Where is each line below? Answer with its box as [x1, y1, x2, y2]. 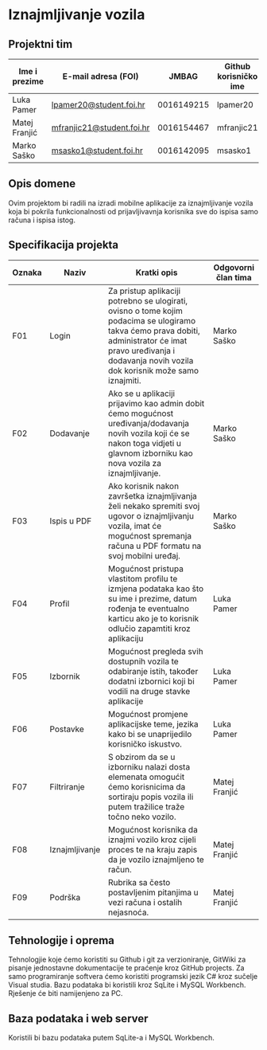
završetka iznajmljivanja [107, 490, 197, 501]
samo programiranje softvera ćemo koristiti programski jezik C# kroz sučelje [8, 972, 258, 981]
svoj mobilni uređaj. [107, 550, 181, 561]
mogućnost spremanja [107, 530, 192, 541]
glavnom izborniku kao [107, 448, 193, 459]
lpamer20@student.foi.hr [51, 100, 145, 110]
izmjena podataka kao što [107, 583, 204, 594]
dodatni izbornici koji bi [107, 676, 195, 687]
